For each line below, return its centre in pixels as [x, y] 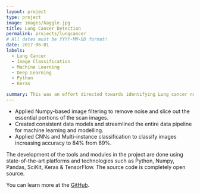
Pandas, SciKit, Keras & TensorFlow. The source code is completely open [96, 167]
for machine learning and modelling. [59, 130]
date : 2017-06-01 [28, 45]
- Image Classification [41, 61]
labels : [16, 51]
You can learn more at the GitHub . [48, 184]
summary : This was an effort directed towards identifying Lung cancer [97, 95]
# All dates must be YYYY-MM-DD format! [57, 39]
